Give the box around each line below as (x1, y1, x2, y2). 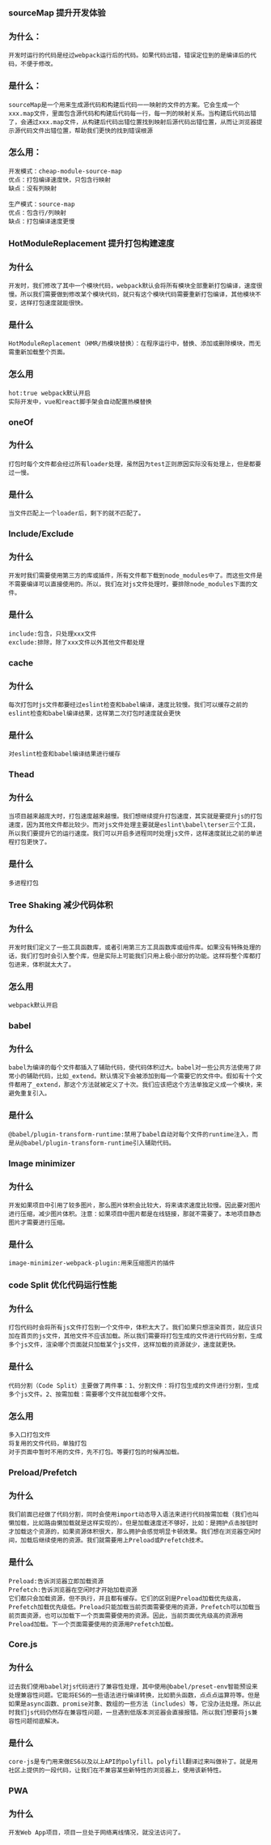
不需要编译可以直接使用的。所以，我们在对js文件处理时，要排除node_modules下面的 (8, 580, 252, 589)
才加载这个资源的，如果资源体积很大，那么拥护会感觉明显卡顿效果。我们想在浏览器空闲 (8, 1528, 256, 1536)
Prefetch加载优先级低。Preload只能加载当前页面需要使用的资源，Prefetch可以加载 (8, 1603, 255, 1611)
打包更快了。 (14, 838, 51, 846)
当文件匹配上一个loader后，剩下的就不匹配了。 (8, 509, 145, 518)
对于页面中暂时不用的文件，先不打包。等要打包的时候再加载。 (8, 1449, 184, 1457)
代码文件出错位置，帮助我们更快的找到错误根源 (19, 126, 154, 135)
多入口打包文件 (8, 1431, 51, 1440)
